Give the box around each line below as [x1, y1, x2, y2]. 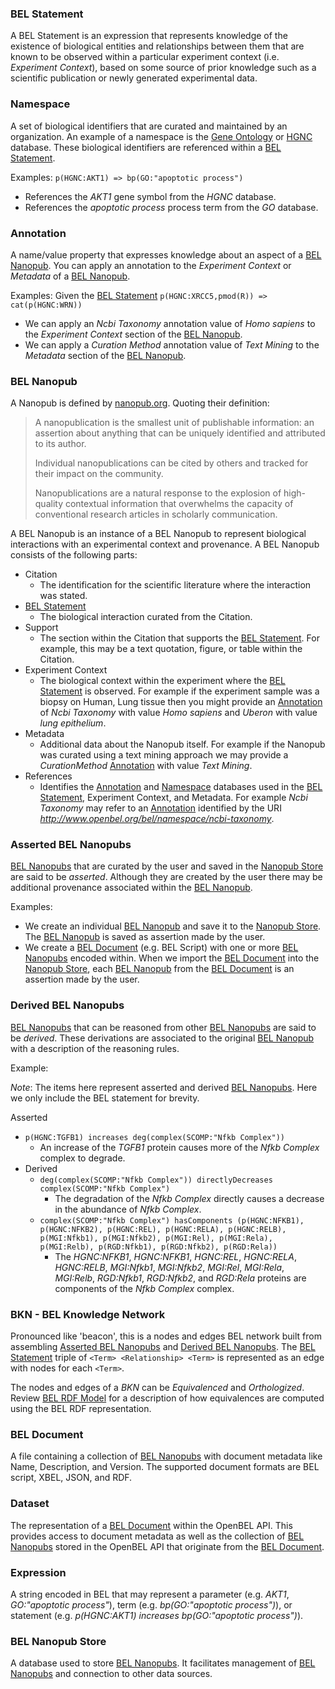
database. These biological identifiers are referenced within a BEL [10, 141, 282, 153]
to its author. [34, 438, 87, 450]
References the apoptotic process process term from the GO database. [24, 201, 319, 213]
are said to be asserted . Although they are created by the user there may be [10, 871, 323, 883]
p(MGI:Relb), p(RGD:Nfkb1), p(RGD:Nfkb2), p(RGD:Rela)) [39, 1242, 278, 1252]
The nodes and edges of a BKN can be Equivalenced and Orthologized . [10, 1382, 305, 1394]
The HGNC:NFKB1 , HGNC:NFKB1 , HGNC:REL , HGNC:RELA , [54, 1250, 297, 1262]
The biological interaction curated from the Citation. [39, 611, 253, 623]
